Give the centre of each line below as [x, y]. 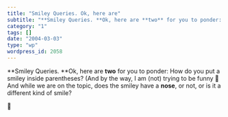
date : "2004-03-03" [35, 39]
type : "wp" [23, 45]
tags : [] [20, 32]
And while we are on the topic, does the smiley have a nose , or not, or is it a [114, 86]
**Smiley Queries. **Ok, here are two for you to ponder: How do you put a [114, 71]
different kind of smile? [39, 92]
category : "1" [27, 26]
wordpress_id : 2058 [35, 52]
